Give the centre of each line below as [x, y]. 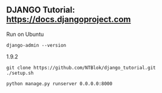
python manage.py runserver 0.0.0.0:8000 [59, 84]
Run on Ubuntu [25, 34]
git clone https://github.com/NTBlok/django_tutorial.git [81, 67]
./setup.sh [20, 73]
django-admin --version [36, 45]
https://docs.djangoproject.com [69, 20]
